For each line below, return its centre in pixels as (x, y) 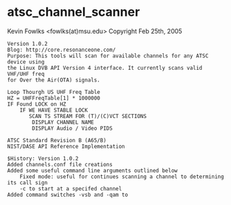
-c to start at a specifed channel (71, 188)
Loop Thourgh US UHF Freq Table (54, 92)
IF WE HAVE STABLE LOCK (54, 110)
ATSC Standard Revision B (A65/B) (57, 140)
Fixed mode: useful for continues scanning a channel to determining (122, 177)
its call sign (28, 183)
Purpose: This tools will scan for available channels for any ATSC (108, 56)
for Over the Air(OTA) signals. (54, 80)
